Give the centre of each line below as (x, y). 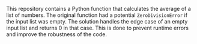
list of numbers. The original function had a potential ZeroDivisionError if (97, 15)
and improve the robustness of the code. (56, 34)
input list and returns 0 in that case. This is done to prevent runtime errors (98, 28)
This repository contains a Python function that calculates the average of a (98, 9)
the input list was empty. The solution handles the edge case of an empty (97, 21)
